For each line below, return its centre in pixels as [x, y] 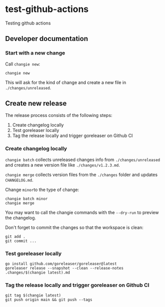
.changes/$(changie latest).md [38, 273]
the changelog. [21, 217]
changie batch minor [27, 198]
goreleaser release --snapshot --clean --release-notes [64, 268]
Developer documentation [47, 39]
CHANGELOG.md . [19, 180]
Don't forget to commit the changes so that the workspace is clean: [74, 227]
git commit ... [21, 241]
